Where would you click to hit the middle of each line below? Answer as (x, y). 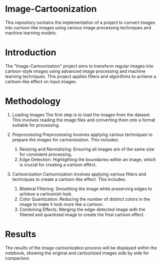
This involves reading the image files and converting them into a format (84, 120)
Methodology (33, 101)
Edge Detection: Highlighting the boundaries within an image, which (88, 159)
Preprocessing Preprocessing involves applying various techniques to (82, 134)
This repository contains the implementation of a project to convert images (80, 22)
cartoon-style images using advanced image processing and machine (75, 71)
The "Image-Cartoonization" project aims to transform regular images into (79, 66)
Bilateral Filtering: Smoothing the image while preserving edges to (86, 189)
